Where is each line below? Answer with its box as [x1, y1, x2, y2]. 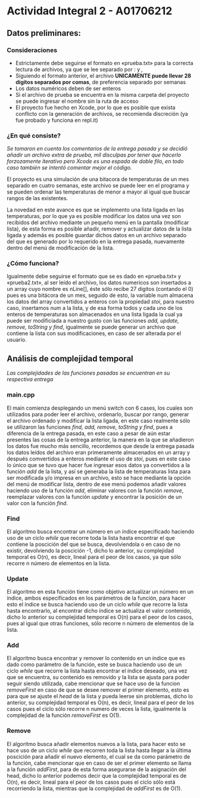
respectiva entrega [7, 376, 54, 383]
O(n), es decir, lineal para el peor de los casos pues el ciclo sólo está [7, 778, 176, 785]
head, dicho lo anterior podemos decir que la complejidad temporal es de [7, 772, 187, 779]
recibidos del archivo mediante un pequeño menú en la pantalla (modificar [7, 219, 189, 226]
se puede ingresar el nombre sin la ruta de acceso [15, 97, 139, 105]
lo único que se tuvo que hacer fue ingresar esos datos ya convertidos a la [7, 461, 190, 468]
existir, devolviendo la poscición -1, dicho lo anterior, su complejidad [7, 547, 174, 554]
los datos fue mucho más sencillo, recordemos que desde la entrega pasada [7, 442, 195, 449]
